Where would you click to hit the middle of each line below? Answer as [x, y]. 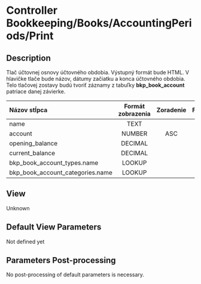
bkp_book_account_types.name [54, 163]
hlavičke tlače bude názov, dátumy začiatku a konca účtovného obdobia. [96, 79]
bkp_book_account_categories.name [61, 173]
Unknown [18, 208]
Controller [32, 10]
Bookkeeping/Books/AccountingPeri [99, 23]
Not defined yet [25, 241]
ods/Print [30, 36]
